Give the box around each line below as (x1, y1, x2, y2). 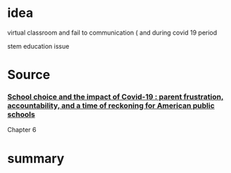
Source (7, 67, 51, 83)
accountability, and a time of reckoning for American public (7, 101, 215, 111)
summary (7, 150, 65, 167)
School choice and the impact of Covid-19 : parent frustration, (7, 92, 224, 102)
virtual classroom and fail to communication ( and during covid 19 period (7, 28, 218, 37)
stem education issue (7, 42, 70, 50)
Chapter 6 (7, 126, 37, 134)
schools (7, 109, 35, 119)
